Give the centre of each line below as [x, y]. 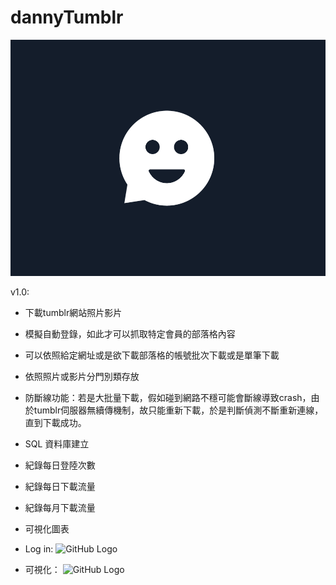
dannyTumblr [67, 17]
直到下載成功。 [55, 422]
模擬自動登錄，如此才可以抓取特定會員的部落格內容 [130, 333]
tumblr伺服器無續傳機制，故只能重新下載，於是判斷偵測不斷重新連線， [178, 410]
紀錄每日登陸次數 [60, 465]
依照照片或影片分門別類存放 [82, 376]
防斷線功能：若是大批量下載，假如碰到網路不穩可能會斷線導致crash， [168, 397]
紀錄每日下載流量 [60, 486]
